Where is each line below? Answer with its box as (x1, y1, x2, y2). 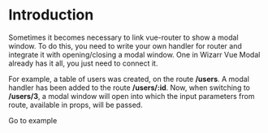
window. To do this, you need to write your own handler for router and (8, 41, 242, 50)
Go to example (8, 115, 58, 125)
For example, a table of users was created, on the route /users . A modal (8, 74, 250, 84)
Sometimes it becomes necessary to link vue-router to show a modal (8, 32, 239, 42)
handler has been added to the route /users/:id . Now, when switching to (8, 83, 250, 92)
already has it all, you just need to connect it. (8, 58, 158, 68)
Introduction (8, 6, 94, 24)
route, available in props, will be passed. (8, 100, 144, 109)
